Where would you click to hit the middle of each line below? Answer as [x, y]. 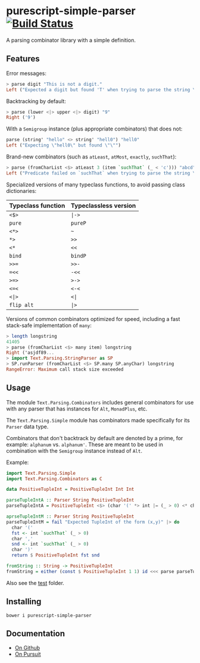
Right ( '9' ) [21, 117]
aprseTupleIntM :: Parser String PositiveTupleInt [70, 516]
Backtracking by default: [36, 101]
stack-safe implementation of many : [49, 325]
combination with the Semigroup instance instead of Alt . [74, 450]
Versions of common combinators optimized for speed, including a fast [93, 319]
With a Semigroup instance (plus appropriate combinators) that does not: [94, 129]
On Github [27, 648]
